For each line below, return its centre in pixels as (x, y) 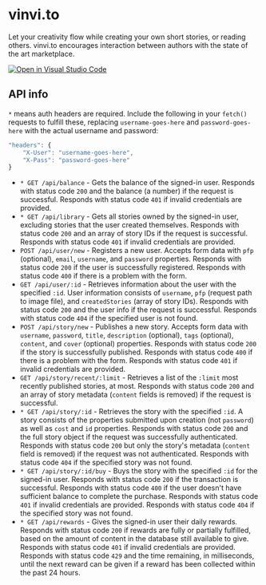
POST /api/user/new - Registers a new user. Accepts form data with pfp (137, 251)
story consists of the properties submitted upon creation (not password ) (137, 420)
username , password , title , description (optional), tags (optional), (127, 335)
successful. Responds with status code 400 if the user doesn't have (131, 488)
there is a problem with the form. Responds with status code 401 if (129, 361)
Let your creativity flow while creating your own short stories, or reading (127, 37)
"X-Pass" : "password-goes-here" (76, 160)
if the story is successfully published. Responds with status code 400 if (136, 352)
